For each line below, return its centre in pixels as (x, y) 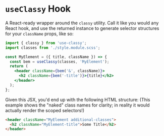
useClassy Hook (38, 9)
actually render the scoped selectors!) (45, 110)
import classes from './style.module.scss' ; (53, 48)
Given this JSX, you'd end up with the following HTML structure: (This (78, 99)
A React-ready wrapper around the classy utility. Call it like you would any (82, 23)
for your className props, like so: (40, 33)
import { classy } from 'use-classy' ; (46, 43)
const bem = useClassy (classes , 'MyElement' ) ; (60, 61)
